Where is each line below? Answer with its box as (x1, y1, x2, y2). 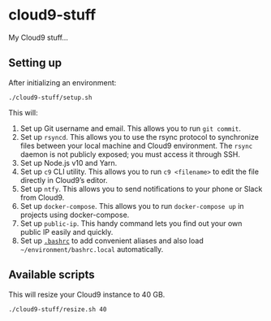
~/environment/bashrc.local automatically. (19, 244, 164, 254)
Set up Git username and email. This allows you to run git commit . (19, 124, 242, 133)
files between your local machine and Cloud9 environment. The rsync (19, 141, 253, 150)
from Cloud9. (19, 193, 65, 202)
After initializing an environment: (8, 77, 117, 87)
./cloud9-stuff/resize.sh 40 (8, 305, 107, 314)
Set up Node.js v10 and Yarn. (19, 158, 118, 167)
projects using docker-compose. (19, 210, 130, 219)
